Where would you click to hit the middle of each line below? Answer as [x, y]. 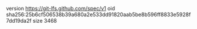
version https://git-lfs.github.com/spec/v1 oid [61, 8]
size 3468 [45, 21]
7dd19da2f [19, 21]
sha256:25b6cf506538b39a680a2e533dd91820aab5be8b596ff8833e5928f [98, 14]
